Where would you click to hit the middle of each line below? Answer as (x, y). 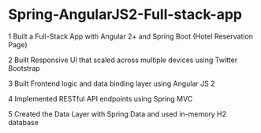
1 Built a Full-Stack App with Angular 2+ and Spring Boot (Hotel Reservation (131, 36)
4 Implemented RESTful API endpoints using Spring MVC (101, 98)
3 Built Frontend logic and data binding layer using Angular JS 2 (112, 83)
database (24, 122)
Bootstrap (24, 68)
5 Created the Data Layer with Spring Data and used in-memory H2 (117, 114)
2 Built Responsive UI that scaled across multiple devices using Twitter (123, 60)
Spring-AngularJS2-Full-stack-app (125, 15)
